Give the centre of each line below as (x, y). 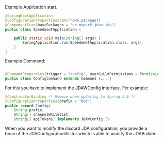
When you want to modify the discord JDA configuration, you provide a (76, 128)
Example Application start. (31, 7)
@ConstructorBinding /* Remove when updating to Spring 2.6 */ (70, 96)
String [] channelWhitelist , (42, 115)
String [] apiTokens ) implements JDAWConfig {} (62, 119)
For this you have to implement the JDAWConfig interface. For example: (77, 88)
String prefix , (29, 110)
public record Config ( (28, 106)
